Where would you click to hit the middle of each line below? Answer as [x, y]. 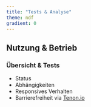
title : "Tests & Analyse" [39, 12]
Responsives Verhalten [44, 91]
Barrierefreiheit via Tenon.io [50, 98]
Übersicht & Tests [33, 65]
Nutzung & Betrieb [42, 48]
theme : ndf [20, 18]
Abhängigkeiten [35, 85]
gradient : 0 [21, 23]
